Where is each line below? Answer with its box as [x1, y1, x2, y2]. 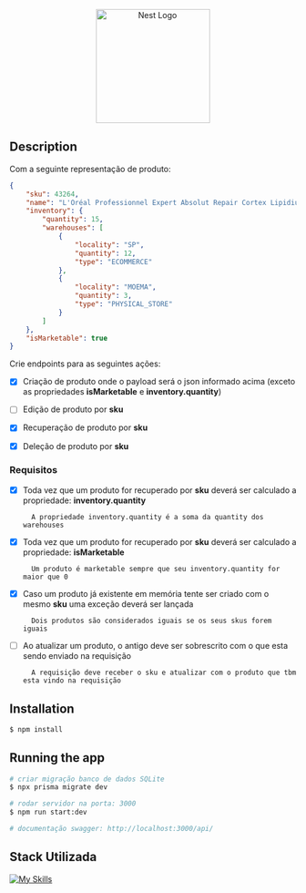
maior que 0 [22, 572, 68, 581]
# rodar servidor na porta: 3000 [9, 799, 137, 808]
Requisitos [9, 464, 57, 477]
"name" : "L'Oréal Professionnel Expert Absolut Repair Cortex [25, 198, 267, 207]
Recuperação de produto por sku [22, 422, 148, 433]
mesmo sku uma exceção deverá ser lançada [22, 599, 194, 610]
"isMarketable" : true [25, 334, 107, 343]
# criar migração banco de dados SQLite [9, 775, 166, 784]
